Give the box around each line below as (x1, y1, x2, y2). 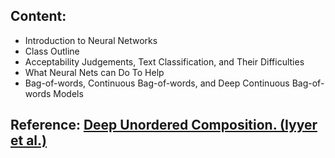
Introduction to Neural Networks (24, 34, 158, 46)
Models (53, 87, 84, 99)
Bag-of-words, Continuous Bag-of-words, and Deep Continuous (24, 77, 290, 89)
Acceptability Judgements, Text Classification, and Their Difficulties (24, 55, 305, 68)
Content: (10, 8, 67, 25)
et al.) (10, 132, 47, 149)
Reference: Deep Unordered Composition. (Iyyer (10, 117, 318, 134)
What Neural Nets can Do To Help (24, 66, 165, 78)
